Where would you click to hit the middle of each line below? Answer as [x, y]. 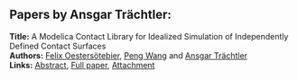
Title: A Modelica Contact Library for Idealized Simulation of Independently [149, 36]
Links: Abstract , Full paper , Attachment [82, 65]
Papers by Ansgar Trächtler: [90, 15]
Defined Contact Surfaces [58, 46]
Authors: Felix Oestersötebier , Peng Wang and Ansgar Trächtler [129, 55]
